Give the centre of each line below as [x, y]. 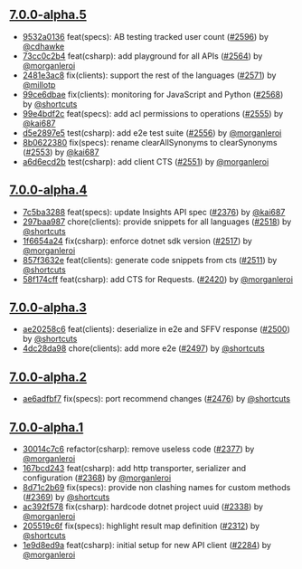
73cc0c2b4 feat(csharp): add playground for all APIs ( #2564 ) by [142, 56]
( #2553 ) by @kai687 [61, 152]
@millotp [39, 84]
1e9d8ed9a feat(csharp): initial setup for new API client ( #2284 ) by [146, 545]
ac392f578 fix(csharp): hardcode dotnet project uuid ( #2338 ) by [143, 507]
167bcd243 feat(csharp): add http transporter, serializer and [134, 469]
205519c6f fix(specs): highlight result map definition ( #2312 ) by [141, 526]
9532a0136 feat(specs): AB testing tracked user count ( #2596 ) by [146, 36]
